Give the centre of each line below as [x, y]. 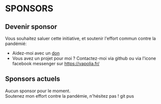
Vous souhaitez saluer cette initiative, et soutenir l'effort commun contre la [80, 38]
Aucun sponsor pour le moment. [38, 91]
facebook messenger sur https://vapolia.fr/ [56, 64]
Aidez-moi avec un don [36, 53]
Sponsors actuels [33, 79]
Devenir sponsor [31, 27]
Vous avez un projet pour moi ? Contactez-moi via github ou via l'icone [84, 58]
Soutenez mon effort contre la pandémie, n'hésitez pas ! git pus [70, 96]
